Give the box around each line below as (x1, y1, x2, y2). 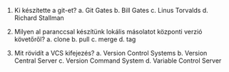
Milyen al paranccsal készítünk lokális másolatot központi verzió (14, 28, 203, 36)
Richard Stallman (14, 14, 64, 22)
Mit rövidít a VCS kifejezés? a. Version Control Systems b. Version (14, 49, 208, 57)
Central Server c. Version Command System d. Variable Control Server (14, 56, 222, 65)
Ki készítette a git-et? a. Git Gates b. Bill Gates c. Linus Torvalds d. (14, 6, 208, 14)
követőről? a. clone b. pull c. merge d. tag (14, 35, 136, 43)
